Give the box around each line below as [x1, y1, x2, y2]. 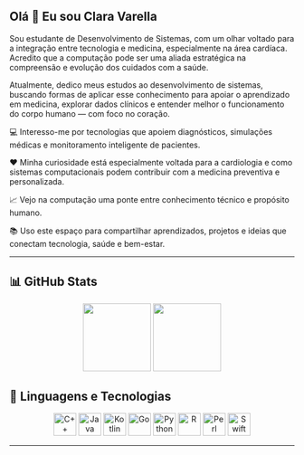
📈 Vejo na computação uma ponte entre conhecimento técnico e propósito [9, 194, 290, 204]
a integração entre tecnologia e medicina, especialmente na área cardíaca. [9, 43, 288, 53]
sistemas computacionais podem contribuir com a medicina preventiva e [9, 166, 280, 177]
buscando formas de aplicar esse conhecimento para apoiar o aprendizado [9, 89, 290, 100]
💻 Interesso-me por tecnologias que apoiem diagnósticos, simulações [9, 126, 273, 137]
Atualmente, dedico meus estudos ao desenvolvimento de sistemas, [9, 79, 264, 90]
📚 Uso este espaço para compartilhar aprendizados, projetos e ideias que [9, 225, 287, 236]
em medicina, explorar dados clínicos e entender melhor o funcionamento [9, 99, 285, 109]
